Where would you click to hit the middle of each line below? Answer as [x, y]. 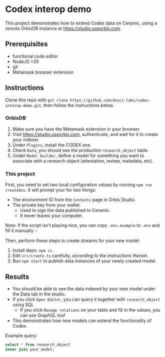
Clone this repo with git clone [37, 100]
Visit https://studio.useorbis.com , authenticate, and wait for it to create [85, 134]
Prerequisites [26, 44]
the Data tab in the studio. [39, 294]
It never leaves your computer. [51, 215]
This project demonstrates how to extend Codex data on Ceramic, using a [81, 23]
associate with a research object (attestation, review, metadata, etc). [83, 160]
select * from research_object [38, 344]
